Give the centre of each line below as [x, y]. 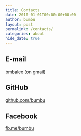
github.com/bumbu [25, 100]
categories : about [25, 34]
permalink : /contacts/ [29, 29]
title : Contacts [22, 10]
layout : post [19, 24]
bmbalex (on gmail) [25, 72]
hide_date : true [22, 39]
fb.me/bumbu [20, 128]
